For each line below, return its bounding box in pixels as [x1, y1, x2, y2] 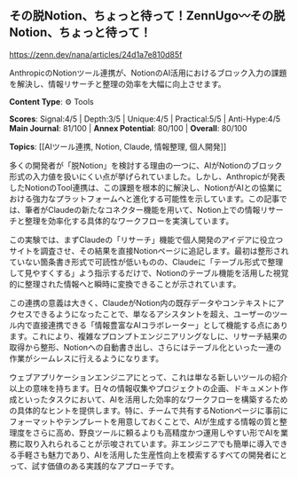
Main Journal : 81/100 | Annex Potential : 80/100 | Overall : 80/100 [9, 122, 247, 133]
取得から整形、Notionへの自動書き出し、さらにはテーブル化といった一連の [9, 342, 282, 352]
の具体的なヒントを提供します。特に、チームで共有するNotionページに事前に [9, 404, 289, 415]
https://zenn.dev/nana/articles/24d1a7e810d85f [9, 49, 183, 59]
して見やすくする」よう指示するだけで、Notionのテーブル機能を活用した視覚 [9, 267, 289, 278]
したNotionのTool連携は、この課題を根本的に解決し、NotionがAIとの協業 [9, 182, 275, 192]
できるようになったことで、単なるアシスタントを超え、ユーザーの [32, 309, 272, 319]
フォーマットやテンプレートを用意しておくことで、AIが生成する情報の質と [9, 416, 280, 427]
